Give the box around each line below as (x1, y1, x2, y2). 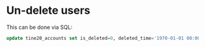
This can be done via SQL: (6, 23, 73, 31)
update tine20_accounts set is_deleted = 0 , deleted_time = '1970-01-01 (6, 35, 184, 41)
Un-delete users (6, 4, 90, 17)
